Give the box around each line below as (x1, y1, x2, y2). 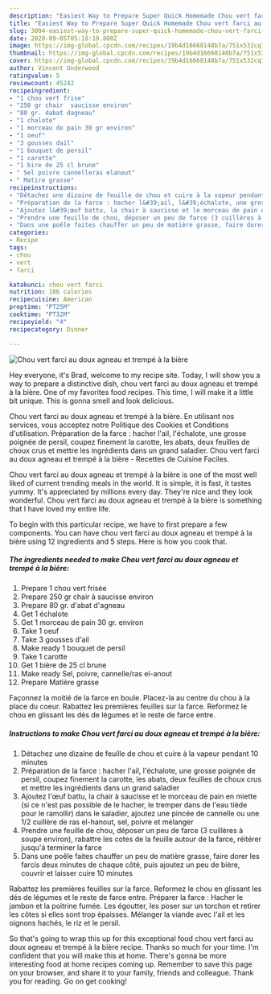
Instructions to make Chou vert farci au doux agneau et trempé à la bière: (9, 729, 261, 738)
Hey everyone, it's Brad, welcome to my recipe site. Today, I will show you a (9, 370, 261, 380)
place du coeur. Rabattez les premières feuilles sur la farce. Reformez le (9, 701, 248, 712)
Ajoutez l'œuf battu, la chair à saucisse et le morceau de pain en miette (20, 791, 257, 801)
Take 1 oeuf (20, 626, 60, 636)
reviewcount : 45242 (9, 79, 75, 87)
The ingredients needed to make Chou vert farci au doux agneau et (9, 555, 239, 565)
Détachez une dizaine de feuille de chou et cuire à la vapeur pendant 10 (20, 749, 259, 758)
